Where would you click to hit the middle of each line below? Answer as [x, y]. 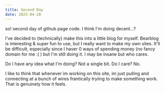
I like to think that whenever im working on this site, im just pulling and [77, 73]
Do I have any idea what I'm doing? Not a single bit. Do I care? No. [73, 64]
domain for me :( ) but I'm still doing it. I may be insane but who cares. [77, 54]
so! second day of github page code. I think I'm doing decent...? [71, 28]
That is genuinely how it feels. [36, 84]
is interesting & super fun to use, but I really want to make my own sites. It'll [83, 43]
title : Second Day [24, 10]
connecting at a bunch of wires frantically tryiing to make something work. [82, 79]
